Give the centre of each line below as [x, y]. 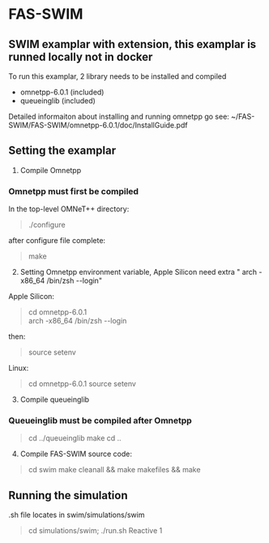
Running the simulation [68, 495]
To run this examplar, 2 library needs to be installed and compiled [117, 76]
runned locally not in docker [81, 56]
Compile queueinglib [55, 400]
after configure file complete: [57, 241]
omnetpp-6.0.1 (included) [62, 92]
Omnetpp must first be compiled [74, 191]
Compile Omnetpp [51, 170]
